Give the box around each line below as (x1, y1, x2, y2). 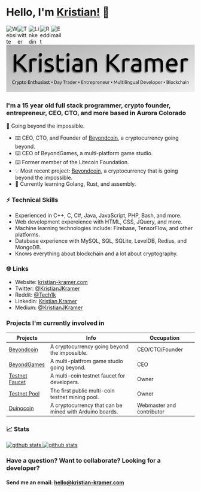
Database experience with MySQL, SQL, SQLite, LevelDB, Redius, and (14, 237, 187, 245)
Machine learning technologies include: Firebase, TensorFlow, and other (14, 224, 193, 231)
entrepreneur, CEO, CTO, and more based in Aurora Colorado (6, 108, 187, 117)
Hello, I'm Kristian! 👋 (6, 5, 109, 19)
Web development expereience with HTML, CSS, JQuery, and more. (14, 218, 182, 225)
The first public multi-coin (50, 387, 115, 394)
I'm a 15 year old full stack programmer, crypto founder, (6, 101, 171, 110)
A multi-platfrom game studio (50, 358, 124, 365)
